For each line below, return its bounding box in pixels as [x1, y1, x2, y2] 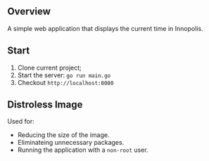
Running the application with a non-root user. [17, 146, 149, 154]
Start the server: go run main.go [17, 70, 111, 79]
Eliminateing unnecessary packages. [17, 139, 125, 147]
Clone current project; [17, 63, 82, 72]
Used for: [7, 117, 34, 126]
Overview [7, 6, 51, 18]
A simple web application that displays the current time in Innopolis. [7, 24, 203, 32]
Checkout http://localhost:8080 [17, 78, 114, 86]
